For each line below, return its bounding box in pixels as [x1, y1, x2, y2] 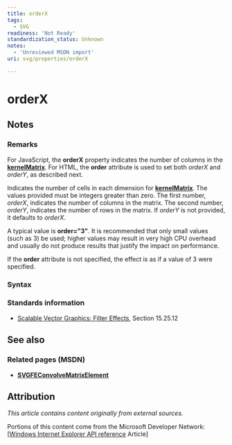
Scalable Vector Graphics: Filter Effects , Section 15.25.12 [17, 314, 179, 322]
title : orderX [7, 10, 48, 17]
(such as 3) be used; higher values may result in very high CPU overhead [7, 234, 216, 242]
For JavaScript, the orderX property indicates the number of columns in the [7, 156, 223, 164]
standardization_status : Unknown [7, 36, 104, 43]
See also [7, 334, 45, 346]
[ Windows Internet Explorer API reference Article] [7, 430, 149, 438]
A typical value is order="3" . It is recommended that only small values [7, 226, 208, 235]
